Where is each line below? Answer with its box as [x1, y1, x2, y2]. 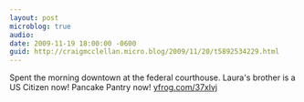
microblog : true [9, 22, 71, 31]
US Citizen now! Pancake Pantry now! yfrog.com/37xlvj [9, 82, 217, 93]
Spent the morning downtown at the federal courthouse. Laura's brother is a [9, 72, 296, 83]
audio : [9, 30, 35, 39]
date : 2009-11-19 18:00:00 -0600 [9, 38, 137, 48]
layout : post [9, 13, 59, 23]
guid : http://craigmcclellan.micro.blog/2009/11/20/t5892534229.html [9, 47, 280, 56]
